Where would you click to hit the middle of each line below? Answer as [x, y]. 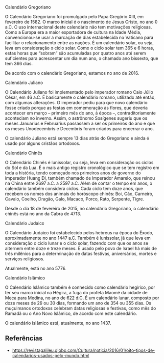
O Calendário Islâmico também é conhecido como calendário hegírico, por [80, 287]
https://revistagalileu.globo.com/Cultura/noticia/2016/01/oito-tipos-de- [83, 350]
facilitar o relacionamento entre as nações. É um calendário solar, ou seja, [80, 43]
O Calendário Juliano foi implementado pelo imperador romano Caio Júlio [79, 92]
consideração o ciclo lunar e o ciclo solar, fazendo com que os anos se [77, 243]
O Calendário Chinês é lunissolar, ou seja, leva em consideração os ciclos [79, 162]
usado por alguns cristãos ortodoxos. [43, 143]
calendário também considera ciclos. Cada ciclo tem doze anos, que [74, 188]
